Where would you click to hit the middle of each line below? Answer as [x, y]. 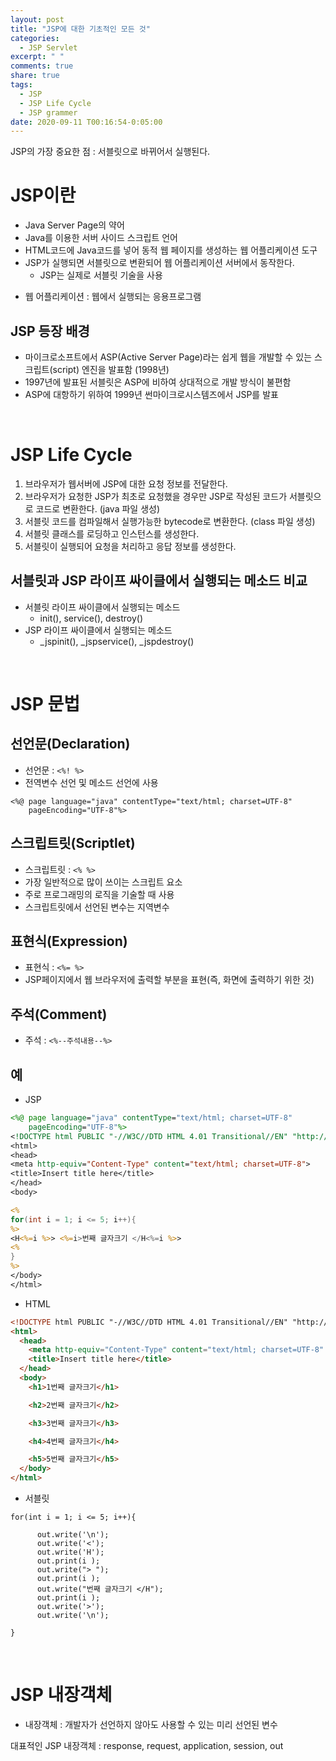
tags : [21, 85]
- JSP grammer [48, 112]
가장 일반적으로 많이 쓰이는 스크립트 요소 [103, 882]
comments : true [42, 66]
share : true [35, 76]
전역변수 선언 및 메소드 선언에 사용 [91, 782]
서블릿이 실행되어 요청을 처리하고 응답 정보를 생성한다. [130, 546]
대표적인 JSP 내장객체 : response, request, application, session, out [147, 1745]
